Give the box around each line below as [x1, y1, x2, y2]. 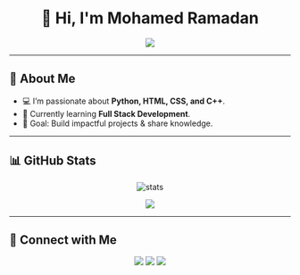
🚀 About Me [9, 71, 76, 87]
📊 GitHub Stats [9, 154, 96, 169]
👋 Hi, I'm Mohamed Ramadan [41, 8, 259, 29]
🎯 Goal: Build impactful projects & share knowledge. [21, 118, 213, 129]
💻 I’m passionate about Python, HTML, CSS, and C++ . [21, 96, 226, 106]
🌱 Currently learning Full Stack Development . [21, 108, 191, 119]
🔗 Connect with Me [9, 232, 118, 247]
